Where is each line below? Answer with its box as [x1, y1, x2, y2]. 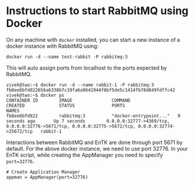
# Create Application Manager [6, 169, 81, 175]
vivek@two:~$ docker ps [6, 92, 65, 98]
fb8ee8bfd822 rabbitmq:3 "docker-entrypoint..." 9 [6, 113, 181, 119]
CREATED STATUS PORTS [6, 102, 126, 109]
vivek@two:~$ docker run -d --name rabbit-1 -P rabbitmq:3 [6, 81, 154, 88]
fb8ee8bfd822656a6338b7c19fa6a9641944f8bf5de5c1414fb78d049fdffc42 [6, 87, 176, 93]
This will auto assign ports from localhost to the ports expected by [6, 64, 167, 71]
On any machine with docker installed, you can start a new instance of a [6, 36, 180, 43]
